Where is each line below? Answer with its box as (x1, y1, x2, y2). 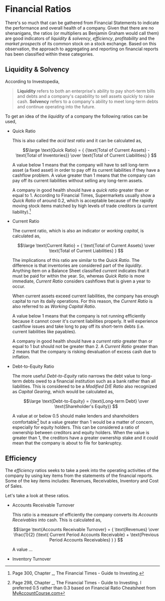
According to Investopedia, (5, 78, 60, 84)
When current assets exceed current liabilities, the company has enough (12, 293, 159, 299)
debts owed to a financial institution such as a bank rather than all (23, 378, 156, 384)
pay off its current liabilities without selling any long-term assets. (12, 177, 143, 183)
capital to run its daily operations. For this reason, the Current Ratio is (12, 298, 153, 304)
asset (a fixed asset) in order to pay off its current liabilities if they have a (12, 167, 160, 173)
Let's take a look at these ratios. (5, 492, 70, 498)
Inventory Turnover (12, 556, 51, 562)
